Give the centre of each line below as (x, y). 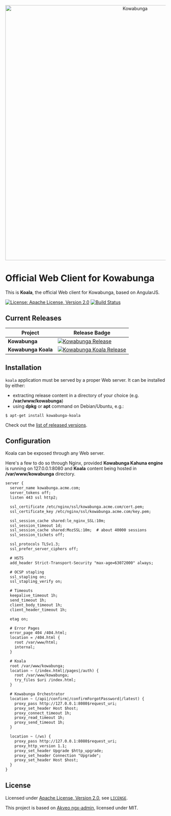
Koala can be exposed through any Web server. (55, 453)
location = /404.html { (35, 638)
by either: (15, 385)
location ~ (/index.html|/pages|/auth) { (54, 671)
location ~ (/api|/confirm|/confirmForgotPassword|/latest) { (77, 699)
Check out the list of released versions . (46, 425)
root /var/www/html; (36, 642)
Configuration (28, 441)
